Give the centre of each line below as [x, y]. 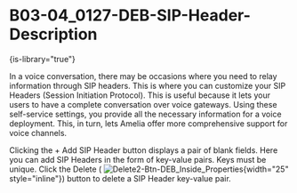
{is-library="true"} [42, 59]
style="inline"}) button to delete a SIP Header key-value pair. [120, 178]
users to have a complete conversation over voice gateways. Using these [143, 104]
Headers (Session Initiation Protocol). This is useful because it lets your [140, 95]
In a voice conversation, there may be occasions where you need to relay [143, 76]
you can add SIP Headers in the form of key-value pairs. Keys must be [138, 159]
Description [53, 34]
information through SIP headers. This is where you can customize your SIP [148, 85]
